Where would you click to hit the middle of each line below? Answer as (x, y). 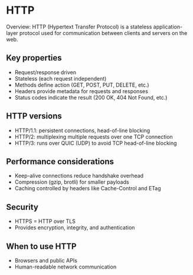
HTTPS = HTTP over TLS (45, 221)
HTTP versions (34, 116)
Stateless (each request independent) (60, 78)
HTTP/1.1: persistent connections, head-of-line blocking (82, 130)
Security (22, 207)
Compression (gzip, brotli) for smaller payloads (72, 182)
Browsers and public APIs (46, 260)
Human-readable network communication (66, 267)
